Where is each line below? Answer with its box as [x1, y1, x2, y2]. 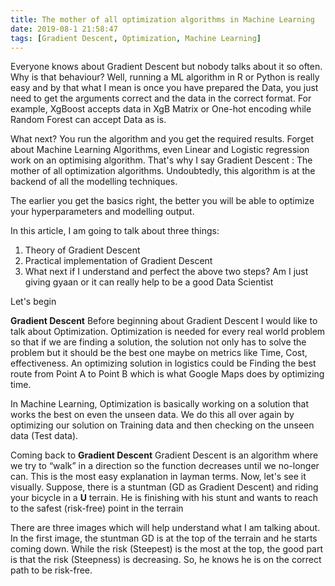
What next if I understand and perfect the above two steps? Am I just [24, 266, 309, 278]
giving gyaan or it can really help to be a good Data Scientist [24, 276, 274, 288]
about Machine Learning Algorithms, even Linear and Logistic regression [10, 144, 310, 156]
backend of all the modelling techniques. [10, 176, 178, 188]
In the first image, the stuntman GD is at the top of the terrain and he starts [10, 532, 318, 545]
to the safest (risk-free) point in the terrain [10, 502, 184, 515]
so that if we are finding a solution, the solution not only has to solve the [10, 336, 307, 348]
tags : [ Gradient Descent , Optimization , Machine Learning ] [10, 33, 262, 43]
